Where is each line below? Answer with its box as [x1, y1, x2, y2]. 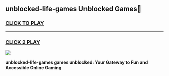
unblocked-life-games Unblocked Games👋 [5, 5, 142, 13]
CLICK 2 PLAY [5, 38, 40, 45]
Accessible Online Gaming [5, 64, 62, 70]
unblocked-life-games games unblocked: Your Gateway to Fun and [5, 59, 148, 65]
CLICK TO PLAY [5, 20, 44, 27]
